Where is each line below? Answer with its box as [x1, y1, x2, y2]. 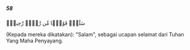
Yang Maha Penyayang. [6, 37, 64, 44]
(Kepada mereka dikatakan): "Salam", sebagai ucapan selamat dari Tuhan [6, 31, 184, 38]
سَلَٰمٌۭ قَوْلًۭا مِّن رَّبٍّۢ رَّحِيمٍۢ [6, 19, 85, 26]
